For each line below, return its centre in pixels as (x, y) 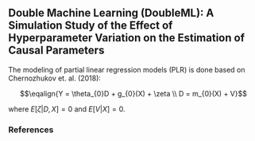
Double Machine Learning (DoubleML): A (111, 13)
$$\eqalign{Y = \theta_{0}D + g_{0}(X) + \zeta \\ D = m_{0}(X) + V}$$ (133, 93)
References (31, 129)
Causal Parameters (56, 51)
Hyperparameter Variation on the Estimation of (126, 38)
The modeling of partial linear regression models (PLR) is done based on (127, 69)
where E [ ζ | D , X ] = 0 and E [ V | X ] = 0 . (67, 109)
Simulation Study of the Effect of (91, 26)
